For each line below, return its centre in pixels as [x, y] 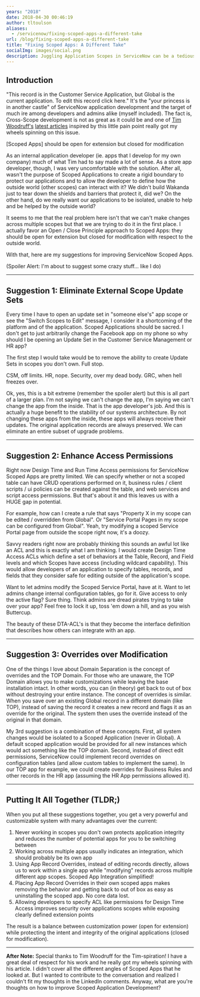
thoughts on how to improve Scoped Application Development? [84, 987]
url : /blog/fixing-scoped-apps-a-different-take [68, 39]
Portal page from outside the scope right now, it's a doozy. [78, 532]
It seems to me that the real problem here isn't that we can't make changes [98, 218]
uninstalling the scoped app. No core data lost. [72, 896]
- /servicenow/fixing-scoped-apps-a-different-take [77, 34]
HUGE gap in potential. [34, 502]
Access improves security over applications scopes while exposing [97, 908]
